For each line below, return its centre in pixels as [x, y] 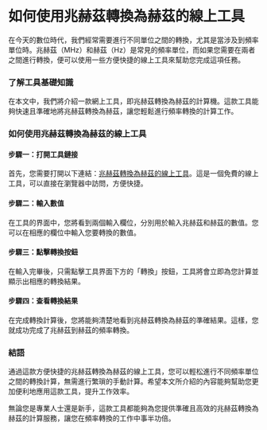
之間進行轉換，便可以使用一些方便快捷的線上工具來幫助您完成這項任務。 [126, 60]
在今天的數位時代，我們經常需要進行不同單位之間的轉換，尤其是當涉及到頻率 [133, 40]
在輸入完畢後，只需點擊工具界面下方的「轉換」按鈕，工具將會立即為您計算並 [133, 271]
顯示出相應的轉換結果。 [46, 281]
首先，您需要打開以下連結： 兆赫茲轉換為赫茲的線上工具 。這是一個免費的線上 [133, 174]
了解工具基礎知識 [41, 82]
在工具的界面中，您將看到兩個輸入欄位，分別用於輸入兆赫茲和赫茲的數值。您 [133, 222]
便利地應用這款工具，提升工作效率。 [74, 392]
